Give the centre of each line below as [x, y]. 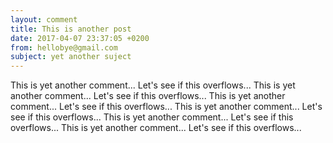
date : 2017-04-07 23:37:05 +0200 [80, 38]
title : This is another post [71, 29]
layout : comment [44, 19]
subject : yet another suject [71, 57]
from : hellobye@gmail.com [64, 47]
